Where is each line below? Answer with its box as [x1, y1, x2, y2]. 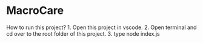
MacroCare [6, 4, 64, 18]
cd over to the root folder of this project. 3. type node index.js [6, 30, 160, 37]
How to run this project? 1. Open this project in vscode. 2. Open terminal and [6, 24, 197, 31]
